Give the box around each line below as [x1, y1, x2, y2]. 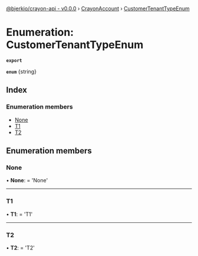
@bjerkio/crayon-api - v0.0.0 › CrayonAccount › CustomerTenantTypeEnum [6, 5, 190, 12]
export [6, 57, 22, 64]
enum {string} [6, 68, 37, 75]
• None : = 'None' [6, 177, 48, 184]
